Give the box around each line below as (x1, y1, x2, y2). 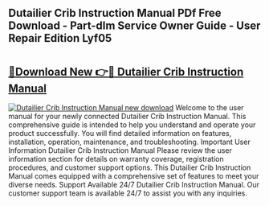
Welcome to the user (175, 103, 244, 112)
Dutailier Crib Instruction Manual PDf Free (8, 6, 222, 20)
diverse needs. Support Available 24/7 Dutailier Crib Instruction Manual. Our (8, 180, 259, 189)
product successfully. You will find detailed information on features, (8, 129, 232, 138)
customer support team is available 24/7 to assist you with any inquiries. (8, 188, 247, 198)
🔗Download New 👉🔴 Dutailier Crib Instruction (8, 64, 244, 79)
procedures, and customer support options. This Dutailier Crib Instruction (8, 163, 251, 172)
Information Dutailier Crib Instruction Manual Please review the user (8, 146, 233, 155)
